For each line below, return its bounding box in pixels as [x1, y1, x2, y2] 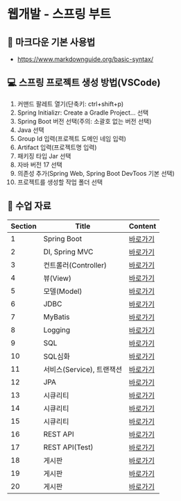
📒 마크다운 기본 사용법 [7, 36, 96, 48]
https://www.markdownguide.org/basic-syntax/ [17, 55, 154, 63]
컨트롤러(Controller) [43, 260, 107, 270]
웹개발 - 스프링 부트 [7, 6, 112, 22]
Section [10, 221, 37, 231]
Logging [43, 325, 71, 334]
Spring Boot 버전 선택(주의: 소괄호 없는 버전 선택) [17, 117, 152, 125]
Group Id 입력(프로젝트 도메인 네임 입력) [17, 134, 127, 142]
